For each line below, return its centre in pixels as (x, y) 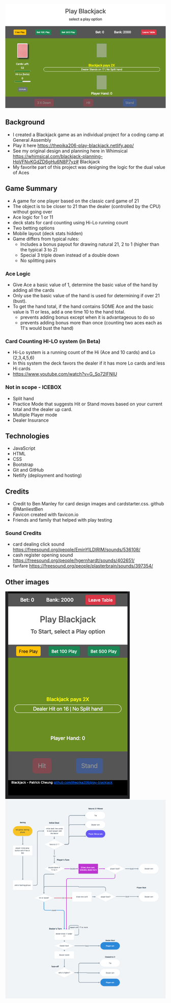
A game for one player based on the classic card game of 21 (76, 201)
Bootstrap (23, 465)
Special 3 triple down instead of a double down (70, 255)
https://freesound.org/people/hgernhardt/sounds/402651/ (74, 560)
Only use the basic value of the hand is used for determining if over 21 (86, 295)
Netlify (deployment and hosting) (47, 475)
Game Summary (31, 188)
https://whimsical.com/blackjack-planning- (58, 156)
